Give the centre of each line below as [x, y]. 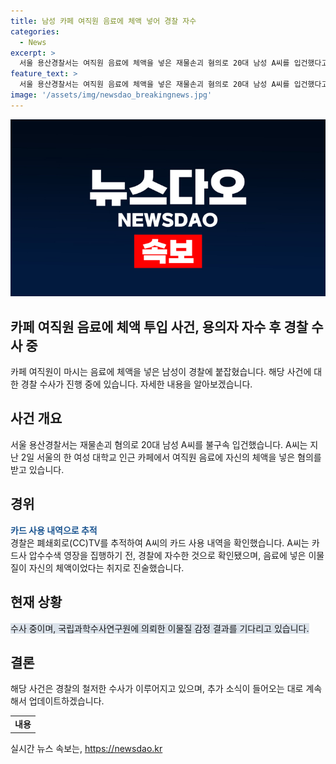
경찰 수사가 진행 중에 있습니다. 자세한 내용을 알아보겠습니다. [136, 384]
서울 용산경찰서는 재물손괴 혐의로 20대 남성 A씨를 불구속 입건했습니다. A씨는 [159, 444]
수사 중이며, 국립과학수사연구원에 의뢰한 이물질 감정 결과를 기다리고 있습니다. [160, 628]
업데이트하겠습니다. [66, 701]
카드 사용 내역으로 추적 [54, 530]
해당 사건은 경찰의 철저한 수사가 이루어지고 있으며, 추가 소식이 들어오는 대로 [157, 689]
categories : [35, 31]
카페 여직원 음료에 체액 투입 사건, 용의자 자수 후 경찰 [159, 326]
